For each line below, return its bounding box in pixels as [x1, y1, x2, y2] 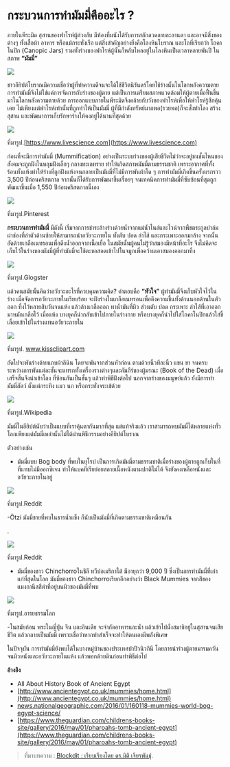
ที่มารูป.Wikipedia [7, 408, 52, 416]
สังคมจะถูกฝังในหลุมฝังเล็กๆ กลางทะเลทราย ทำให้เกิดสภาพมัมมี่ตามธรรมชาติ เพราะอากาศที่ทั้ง [7, 160, 215, 168]
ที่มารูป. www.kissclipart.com [7, 345, 85, 353]
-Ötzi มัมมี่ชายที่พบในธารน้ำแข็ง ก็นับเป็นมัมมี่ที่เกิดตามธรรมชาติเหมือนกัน [7, 513, 172, 521]
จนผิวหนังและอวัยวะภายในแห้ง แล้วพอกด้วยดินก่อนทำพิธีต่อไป [7, 651, 148, 660]
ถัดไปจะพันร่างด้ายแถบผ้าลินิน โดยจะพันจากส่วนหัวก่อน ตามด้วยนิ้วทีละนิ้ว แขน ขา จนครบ [7, 358, 208, 367]
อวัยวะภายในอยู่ [16, 473, 53, 481]
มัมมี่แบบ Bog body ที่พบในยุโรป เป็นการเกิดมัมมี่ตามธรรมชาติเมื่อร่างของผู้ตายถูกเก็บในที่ [16, 457, 221, 465]
